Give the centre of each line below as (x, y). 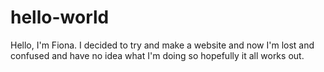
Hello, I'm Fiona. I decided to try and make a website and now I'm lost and (162, 45)
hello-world (60, 17)
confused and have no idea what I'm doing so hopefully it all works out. (157, 55)
